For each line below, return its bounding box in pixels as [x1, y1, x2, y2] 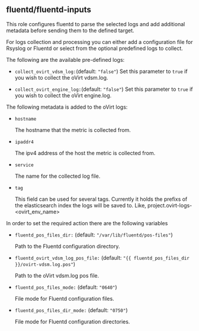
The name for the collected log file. [14, 172, 101, 179]
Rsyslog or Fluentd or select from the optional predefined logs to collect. [6, 45, 184, 52]
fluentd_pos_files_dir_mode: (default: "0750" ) [14, 306, 129, 314]
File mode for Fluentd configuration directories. [14, 318, 130, 325]
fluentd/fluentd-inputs [6, 5, 92, 15]
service [14, 162, 34, 168]
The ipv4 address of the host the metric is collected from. [14, 149, 156, 156]
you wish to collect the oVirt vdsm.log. [14, 74, 108, 81]
